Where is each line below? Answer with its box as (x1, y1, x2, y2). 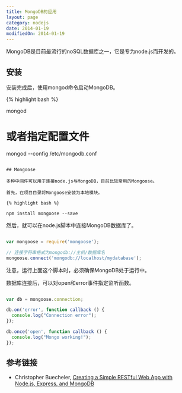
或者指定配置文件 (6, 130, 90, 143)
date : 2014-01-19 (6, 25, 49, 32)
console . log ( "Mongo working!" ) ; (11, 334, 92, 340)
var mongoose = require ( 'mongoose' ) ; (6, 238, 100, 244)
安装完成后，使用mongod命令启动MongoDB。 (6, 84, 119, 91)
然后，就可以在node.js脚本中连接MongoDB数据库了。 (6, 221, 137, 229)
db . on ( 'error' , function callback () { (6, 307, 105, 313)
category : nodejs (6, 20, 49, 26)
